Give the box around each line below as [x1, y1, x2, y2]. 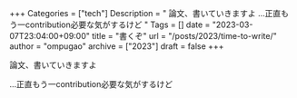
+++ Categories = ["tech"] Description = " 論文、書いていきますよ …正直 [9, 8, 282, 18]
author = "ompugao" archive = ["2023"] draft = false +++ [9, 41, 224, 52]
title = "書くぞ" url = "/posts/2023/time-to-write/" [92, 31, 277, 41]
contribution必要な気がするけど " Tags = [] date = [25, 19, 211, 30]
